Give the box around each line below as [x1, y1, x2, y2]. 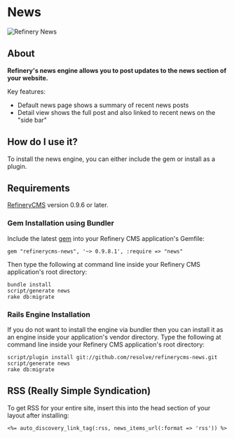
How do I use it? [7, 136, 78, 148]
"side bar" [17, 116, 48, 124]
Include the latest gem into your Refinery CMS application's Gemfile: [7, 234, 205, 242]
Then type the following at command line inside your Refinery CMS [7, 260, 201, 268]
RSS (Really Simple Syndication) [7, 385, 151, 397]
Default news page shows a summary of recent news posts [17, 101, 189, 109]
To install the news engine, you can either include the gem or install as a [7, 155, 216, 163]
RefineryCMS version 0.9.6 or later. [7, 201, 109, 209]
